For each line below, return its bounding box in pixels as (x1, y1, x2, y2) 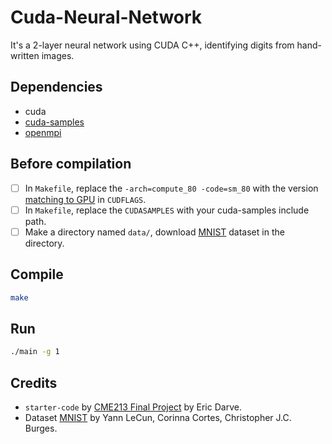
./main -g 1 (10, 347, 60, 357)
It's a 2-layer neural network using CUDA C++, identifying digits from (10, 39, 295, 51)
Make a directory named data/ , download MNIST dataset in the (24, 226, 285, 238)
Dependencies (10, 79, 103, 96)
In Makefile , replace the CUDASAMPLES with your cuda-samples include (24, 204, 310, 216)
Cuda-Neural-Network (10, 6, 203, 29)
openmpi (24, 126, 62, 138)
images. (41, 49, 75, 61)
